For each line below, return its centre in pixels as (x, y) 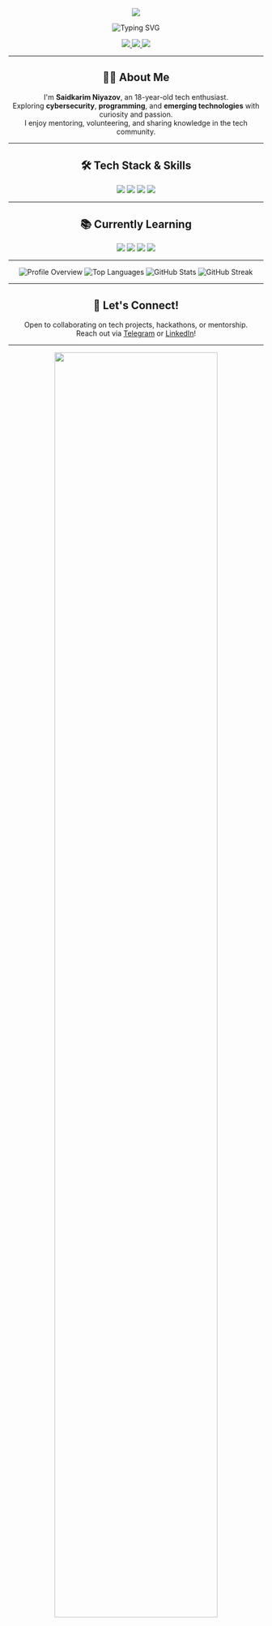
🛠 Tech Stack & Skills (136, 166)
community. (136, 131)
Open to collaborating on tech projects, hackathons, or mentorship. (136, 325)
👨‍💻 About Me (136, 77)
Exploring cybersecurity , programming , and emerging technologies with (136, 105)
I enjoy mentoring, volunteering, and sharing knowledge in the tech (136, 122)
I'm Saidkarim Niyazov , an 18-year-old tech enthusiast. (136, 97)
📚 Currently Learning (136, 224)
